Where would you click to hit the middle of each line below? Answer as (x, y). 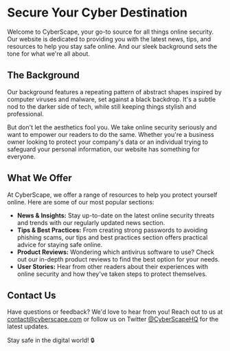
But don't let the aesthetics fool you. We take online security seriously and (112, 127)
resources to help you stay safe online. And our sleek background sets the (112, 46)
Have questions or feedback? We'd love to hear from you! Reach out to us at (115, 312)
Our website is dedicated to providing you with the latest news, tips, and (109, 39)
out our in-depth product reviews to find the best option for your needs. (118, 259)
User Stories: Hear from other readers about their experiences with (112, 266)
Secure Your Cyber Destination (97, 13)
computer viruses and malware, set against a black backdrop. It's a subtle (112, 99)
